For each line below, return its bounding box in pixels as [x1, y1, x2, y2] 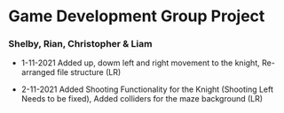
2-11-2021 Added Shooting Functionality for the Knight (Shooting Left [20, 84, 274, 94]
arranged [20, 67, 55, 78]
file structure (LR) [56, 67, 122, 78]
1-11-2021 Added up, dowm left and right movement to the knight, [20, 57, 261, 68]
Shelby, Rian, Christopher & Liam [8, 38, 153, 50]
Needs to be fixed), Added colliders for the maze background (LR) [20, 94, 264, 104]
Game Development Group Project [8, 6, 265, 26]
